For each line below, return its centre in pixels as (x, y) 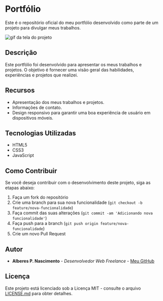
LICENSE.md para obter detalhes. (39, 293)
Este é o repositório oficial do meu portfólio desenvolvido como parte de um (82, 23)
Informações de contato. (37, 107)
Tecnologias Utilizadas (41, 133)
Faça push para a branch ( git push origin (55, 224)
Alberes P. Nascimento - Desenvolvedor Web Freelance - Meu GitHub (83, 261)
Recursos (20, 90)
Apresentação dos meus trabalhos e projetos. (58, 102)
